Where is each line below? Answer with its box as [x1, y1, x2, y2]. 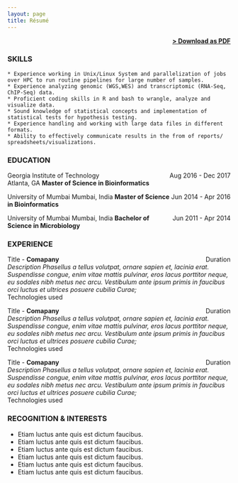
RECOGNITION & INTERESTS [7, 413, 108, 423]
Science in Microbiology [7, 222, 80, 230]
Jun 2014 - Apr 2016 [171, 192, 231, 201]
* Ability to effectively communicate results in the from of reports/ [7, 132, 223, 139]
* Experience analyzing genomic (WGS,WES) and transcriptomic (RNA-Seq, [7, 82, 227, 89]
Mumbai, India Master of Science [72, 192, 170, 201]
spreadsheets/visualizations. [7, 139, 97, 146]
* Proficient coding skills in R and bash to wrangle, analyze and [7, 95, 211, 102]
